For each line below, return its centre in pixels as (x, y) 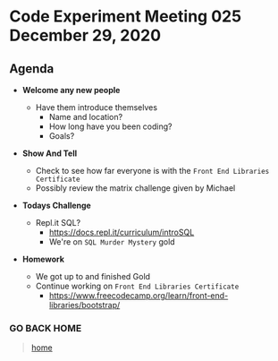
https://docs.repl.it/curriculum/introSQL (122, 232)
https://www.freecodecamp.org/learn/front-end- (139, 296)
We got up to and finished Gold (93, 276)
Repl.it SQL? (58, 223)
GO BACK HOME (46, 328)
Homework (43, 259)
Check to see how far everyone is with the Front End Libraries (152, 171)
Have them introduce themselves (97, 107)
